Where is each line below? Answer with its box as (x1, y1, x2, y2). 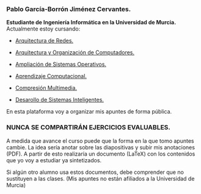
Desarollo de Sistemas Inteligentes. (15, 96, 104, 104)
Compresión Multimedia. (15, 84, 78, 92)
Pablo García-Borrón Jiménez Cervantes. (6, 5, 131, 13)
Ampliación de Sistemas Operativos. (15, 60, 107, 68)
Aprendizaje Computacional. (15, 73, 87, 80)
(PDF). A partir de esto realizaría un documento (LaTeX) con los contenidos (6, 150, 196, 157)
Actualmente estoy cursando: (6, 25, 81, 32)
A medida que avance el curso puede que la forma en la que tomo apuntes (6, 137, 194, 145)
